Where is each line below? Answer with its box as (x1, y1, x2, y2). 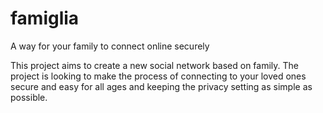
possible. (10, 91, 48, 103)
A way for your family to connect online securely (10, 40, 210, 52)
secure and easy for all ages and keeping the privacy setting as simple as (10, 80, 313, 92)
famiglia (10, 7, 80, 30)
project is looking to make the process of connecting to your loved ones (10, 70, 307, 82)
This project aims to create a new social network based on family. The (10, 59, 300, 71)
